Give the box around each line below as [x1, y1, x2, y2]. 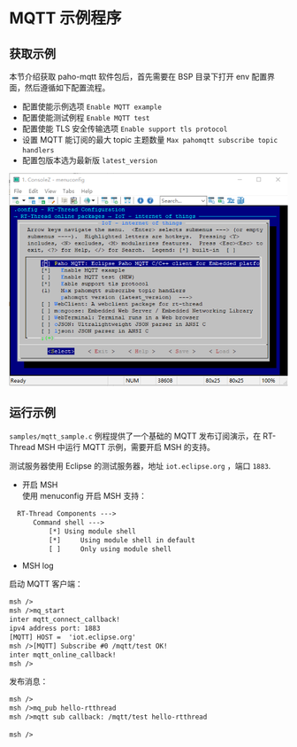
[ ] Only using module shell [48, 544, 172, 554]
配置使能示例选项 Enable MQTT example [21, 101, 162, 112]
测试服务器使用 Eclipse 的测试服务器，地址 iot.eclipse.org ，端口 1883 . [9, 460, 271, 471]
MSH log [21, 560, 55, 571]
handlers [21, 146, 55, 155]
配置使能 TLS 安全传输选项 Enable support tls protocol [21, 123, 228, 134]
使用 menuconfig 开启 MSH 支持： [21, 490, 148, 501]
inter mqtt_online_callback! [9, 650, 117, 659]
